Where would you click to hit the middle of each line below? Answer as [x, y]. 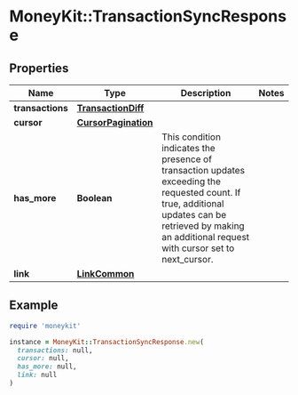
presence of [187, 159]
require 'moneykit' [45, 326]
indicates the [188, 148]
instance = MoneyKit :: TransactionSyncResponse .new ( [106, 342]
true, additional [192, 204]
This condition [191, 137]
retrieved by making [203, 226]
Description [206, 93]
